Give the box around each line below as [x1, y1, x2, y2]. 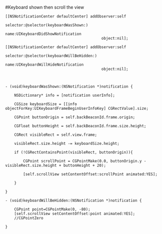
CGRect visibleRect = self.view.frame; [14, 132, 97, 137]
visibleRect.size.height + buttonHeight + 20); [5, 163, 106, 168]
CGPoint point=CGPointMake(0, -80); [14, 207, 91, 212]
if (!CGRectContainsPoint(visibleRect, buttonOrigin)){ [14, 150, 133, 155]
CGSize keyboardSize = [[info [14, 102, 77, 107]
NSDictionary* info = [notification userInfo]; [14, 93, 115, 98]
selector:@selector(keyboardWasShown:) [5, 23, 88, 28]
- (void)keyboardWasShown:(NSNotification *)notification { [5, 84, 133, 89]
